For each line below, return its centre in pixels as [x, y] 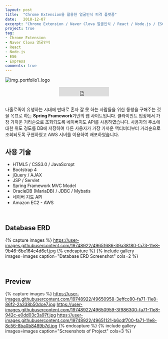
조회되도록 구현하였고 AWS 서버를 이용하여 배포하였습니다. [62, 135]
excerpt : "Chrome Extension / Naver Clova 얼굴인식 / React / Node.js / [80, 24]
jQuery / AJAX [27, 175]
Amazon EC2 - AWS [33, 202]
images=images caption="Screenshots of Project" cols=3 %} [68, 331]
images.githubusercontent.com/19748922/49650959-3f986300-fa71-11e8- [83, 309]
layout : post [19, 10]
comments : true [21, 66]
